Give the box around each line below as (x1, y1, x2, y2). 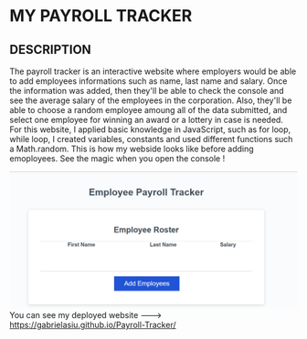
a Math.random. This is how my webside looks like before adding (9, 143, 254, 154)
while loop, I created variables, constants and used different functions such (9, 134, 293, 144)
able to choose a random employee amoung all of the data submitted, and (9, 105, 288, 115)
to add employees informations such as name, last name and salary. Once (9, 76, 288, 87)
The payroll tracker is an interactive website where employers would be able (9, 66, 297, 77)
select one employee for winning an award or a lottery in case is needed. (9, 115, 283, 125)
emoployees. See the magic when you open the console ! (9, 153, 226, 164)
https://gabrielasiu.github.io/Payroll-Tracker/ (9, 320, 176, 331)
